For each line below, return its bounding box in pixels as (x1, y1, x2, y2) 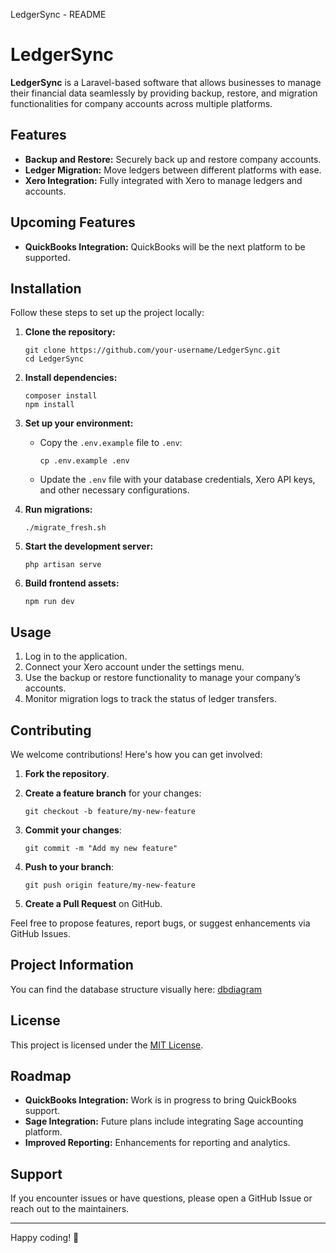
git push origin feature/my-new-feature (24, 880, 196, 890)
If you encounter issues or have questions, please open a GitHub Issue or (10, 1192, 313, 1204)
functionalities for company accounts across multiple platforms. (10, 97, 273, 109)
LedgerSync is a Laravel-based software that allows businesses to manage (10, 76, 322, 88)
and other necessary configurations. (39, 484, 190, 496)
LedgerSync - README (10, 9, 107, 20)
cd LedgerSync (24, 354, 84, 364)
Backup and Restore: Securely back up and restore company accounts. (24, 153, 322, 165)
